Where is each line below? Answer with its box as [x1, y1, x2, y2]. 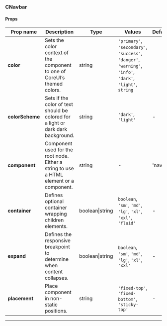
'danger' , [118, 56, 140, 63]
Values [124, 28, 141, 35]
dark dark [44, 126, 68, 133]
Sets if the [44, 95, 69, 102]
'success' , [118, 50, 143, 57]
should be [44, 107, 68, 114]
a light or [44, 119, 66, 126]
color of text [44, 101, 74, 108]
